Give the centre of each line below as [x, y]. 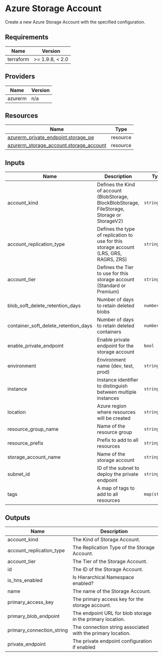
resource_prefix [25, 443]
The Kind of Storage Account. [106, 539]
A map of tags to [116, 488]
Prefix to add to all [118, 440]
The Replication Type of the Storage [114, 547]
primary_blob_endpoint [33, 616]
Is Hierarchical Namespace [103, 577]
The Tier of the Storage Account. [110, 561]
